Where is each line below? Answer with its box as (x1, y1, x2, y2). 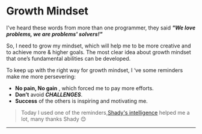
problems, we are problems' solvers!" (6, 30, 103, 37)
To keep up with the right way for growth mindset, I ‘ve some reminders (6, 66, 183, 73)
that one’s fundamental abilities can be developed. (6, 55, 131, 62)
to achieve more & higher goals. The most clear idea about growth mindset (6, 48, 191, 55)
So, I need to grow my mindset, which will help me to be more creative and (6, 42, 191, 49)
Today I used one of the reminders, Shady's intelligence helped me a (20, 109, 191, 116)
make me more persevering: (6, 73, 76, 80)
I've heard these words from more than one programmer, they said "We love (6, 24, 196, 31)
